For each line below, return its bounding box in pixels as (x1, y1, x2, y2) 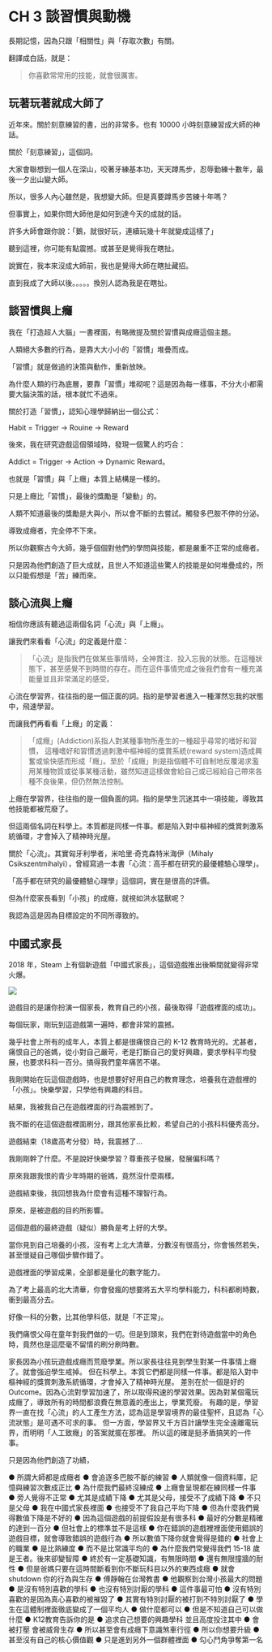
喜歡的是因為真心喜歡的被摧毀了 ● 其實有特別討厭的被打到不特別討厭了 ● (8, 1594, 255, 1604)
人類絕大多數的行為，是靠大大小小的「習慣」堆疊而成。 (8, 344, 193, 354)
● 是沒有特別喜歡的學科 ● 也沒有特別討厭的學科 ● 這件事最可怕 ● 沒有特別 (8, 1585, 261, 1594)
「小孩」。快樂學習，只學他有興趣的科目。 (8, 1085, 147, 1095)
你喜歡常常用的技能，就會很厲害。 (28, 70, 142, 80)
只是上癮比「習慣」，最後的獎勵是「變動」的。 (8, 491, 161, 500)
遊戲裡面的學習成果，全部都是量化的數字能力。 (8, 1268, 164, 1278)
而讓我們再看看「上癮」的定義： (8, 719, 115, 729)
